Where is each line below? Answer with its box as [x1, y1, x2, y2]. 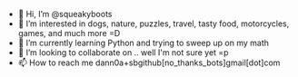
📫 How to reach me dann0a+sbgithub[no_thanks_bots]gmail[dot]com [17, 57, 281, 68]
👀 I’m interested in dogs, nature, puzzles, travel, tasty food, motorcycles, [17, 18, 290, 29]
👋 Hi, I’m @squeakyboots [17, 9, 113, 19]
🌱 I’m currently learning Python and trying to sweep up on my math [17, 37, 270, 48]
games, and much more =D [17, 28, 121, 38]
